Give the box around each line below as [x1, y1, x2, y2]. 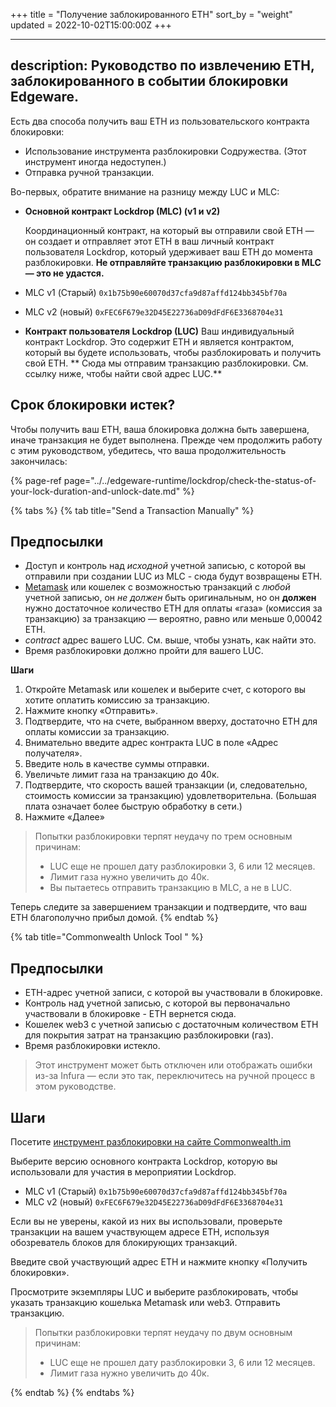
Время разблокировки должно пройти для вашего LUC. [24, 645, 264, 657]
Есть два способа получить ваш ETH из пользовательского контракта [10, 115, 310, 127]
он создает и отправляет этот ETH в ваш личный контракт [24, 235, 275, 247]
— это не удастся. [24, 267, 105, 279]
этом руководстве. [34, 1080, 117, 1093]
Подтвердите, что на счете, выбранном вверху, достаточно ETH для [24, 715, 318, 728]
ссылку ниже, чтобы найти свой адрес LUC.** [24, 367, 223, 379]
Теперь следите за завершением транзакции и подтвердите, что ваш [10, 901, 308, 913]
